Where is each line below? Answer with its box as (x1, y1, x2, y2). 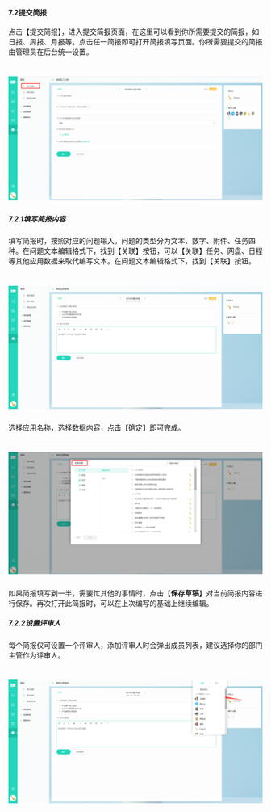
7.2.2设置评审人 (8, 618, 61, 628)
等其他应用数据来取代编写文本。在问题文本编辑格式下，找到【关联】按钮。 (8, 256, 256, 266)
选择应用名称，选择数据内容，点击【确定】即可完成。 (8, 423, 186, 432)
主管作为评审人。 (8, 650, 65, 660)
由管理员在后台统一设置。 (8, 47, 94, 57)
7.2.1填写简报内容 (8, 214, 66, 224)
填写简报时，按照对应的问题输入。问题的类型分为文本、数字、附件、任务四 (8, 236, 256, 246)
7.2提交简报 (8, 7, 47, 17)
